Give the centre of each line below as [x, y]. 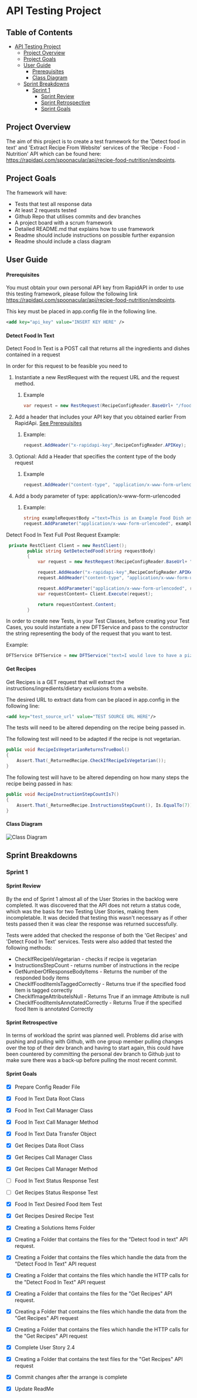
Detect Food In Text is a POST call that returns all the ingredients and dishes [98, 348]
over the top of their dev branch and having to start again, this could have [95, 1048]
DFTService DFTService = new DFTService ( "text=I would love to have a [94, 656]
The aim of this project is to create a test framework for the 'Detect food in [96, 141]
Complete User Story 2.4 [45, 1347]
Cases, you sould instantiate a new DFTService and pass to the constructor [97, 627]
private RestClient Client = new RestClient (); [68, 545]
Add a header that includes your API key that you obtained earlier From [100, 417]
